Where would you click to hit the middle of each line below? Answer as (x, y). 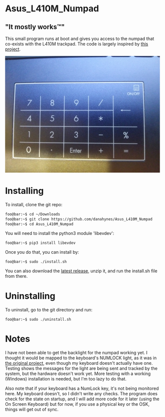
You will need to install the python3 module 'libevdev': (60, 233)
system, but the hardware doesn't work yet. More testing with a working (78, 374)
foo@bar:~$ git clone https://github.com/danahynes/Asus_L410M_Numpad (79, 219)
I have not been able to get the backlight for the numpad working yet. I (76, 352)
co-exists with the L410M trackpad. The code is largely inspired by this (77, 44)
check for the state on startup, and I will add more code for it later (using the (82, 399)
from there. (16, 276)
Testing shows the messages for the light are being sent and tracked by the (82, 368)
